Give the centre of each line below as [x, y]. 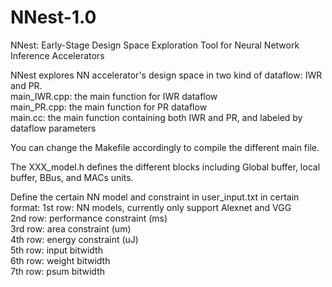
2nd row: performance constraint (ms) [89, 218]
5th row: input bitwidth [56, 250]
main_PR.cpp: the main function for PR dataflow [109, 107]
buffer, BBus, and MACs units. [72, 177]
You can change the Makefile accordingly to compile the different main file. [165, 147]
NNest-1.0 [53, 17]
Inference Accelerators [57, 55]
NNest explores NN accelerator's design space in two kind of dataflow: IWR [166, 75]
